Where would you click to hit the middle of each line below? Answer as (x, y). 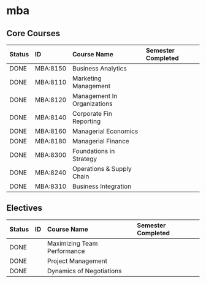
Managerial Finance (101, 141)
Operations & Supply (102, 169)
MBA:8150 (51, 68)
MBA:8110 (51, 82)
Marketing (87, 78)
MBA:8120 (51, 100)
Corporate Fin (92, 114)
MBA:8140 (51, 117)
